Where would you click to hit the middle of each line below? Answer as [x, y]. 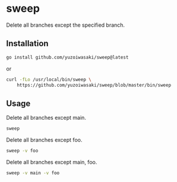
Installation [27, 44]
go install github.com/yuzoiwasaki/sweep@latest [67, 57]
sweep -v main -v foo [33, 173]
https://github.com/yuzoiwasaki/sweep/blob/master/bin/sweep [94, 85]
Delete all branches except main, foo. [52, 162]
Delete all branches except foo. [44, 140]
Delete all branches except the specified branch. [66, 25]
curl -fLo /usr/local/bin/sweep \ [49, 79]
